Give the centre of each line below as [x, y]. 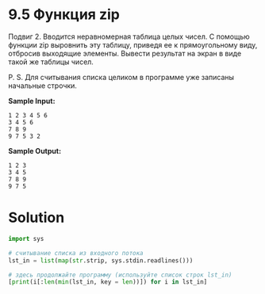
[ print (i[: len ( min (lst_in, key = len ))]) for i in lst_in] [108, 282]
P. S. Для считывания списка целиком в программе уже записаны [121, 77]
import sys [26, 239]
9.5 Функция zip [64, 15]
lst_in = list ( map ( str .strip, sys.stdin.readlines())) [101, 260]
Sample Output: [35, 151]
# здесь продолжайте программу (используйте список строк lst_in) [120, 275]
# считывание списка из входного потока [76, 253]
